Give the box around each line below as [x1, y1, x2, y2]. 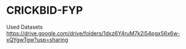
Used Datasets [6, 23, 43, 30]
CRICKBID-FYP [6, 4, 83, 17]
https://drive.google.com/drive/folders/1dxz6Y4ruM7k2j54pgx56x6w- [6, 29, 181, 36]
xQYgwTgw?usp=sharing [6, 36, 68, 43]
